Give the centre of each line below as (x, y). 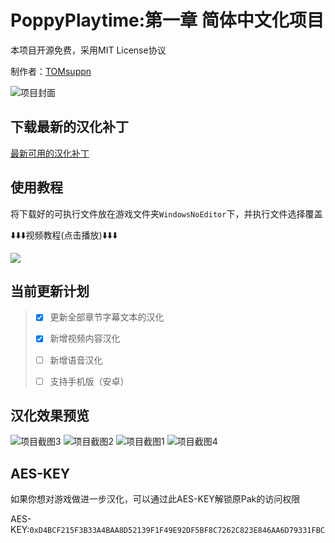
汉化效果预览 (50, 416)
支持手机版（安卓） (89, 381)
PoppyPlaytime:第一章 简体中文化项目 (167, 20)
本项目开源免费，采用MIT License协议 (88, 50)
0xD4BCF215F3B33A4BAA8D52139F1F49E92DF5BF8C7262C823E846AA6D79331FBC (177, 531)
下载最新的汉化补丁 (69, 127)
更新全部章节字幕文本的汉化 (107, 317)
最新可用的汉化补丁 (50, 153)
